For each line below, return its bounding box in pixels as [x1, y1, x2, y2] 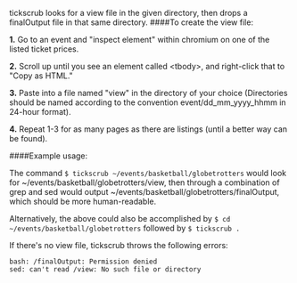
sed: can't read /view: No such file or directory [9, 265, 202, 274]
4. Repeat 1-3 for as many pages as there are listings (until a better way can [9, 124, 288, 134]
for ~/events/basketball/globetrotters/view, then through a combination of [9, 177, 280, 188]
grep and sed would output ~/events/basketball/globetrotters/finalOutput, [9, 187, 280, 197]
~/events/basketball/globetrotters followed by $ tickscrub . [9, 222, 241, 233]
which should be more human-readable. [9, 196, 157, 206]
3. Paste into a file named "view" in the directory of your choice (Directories [9, 88, 288, 98]
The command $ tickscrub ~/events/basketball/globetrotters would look [9, 168, 287, 178]
